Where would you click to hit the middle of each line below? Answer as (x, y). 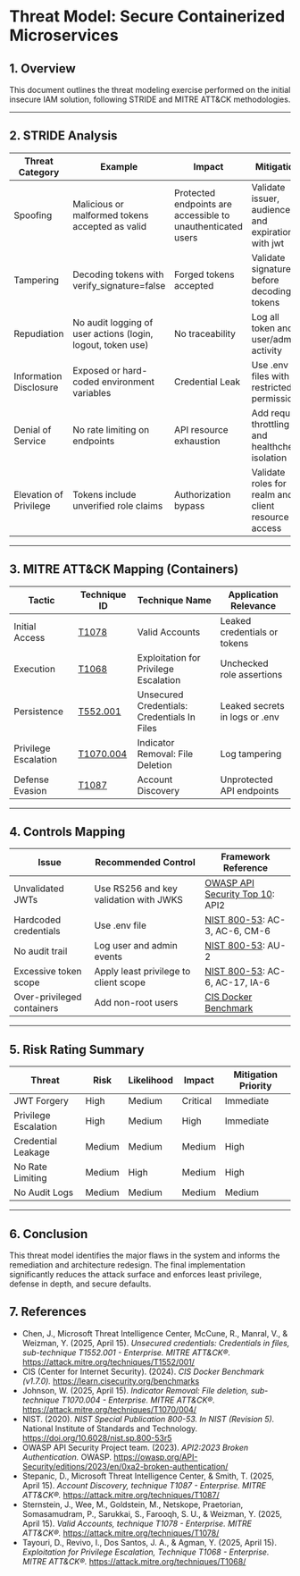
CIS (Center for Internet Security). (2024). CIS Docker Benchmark (143, 1371)
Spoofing (33, 215)
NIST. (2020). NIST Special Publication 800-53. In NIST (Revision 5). (148, 1419)
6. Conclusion (49, 1234)
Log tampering (251, 754)
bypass (189, 505)
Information (38, 375)
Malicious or (99, 204)
